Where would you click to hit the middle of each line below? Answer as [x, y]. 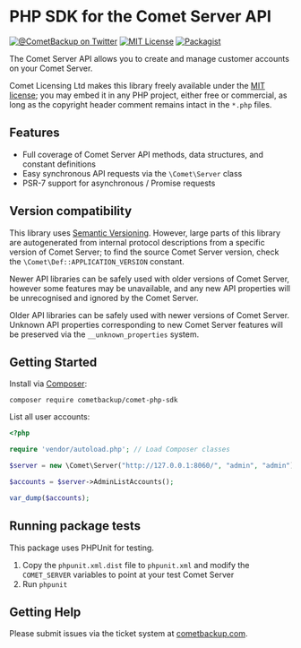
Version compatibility [71, 211]
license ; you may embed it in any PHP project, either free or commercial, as [148, 95]
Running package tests [75, 526]
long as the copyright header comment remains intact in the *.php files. [141, 104]
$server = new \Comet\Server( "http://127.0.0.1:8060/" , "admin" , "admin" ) [152, 466]
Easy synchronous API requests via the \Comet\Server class [132, 173]
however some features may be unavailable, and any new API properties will [150, 288]
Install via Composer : [48, 384]
